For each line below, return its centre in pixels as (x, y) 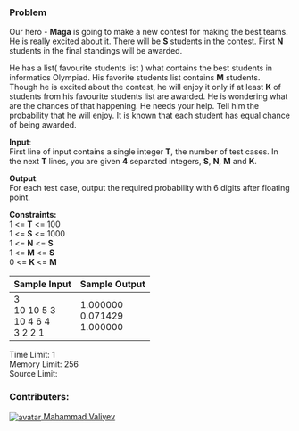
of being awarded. (43, 125)
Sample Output (112, 285)
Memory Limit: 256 (44, 364)
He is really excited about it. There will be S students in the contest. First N (146, 41)
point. (20, 197)
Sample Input (42, 285)
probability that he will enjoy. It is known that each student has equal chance (149, 116)
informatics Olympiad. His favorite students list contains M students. (135, 78)
